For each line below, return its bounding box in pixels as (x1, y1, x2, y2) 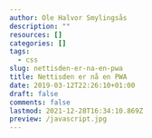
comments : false (9, 97, 71, 107)
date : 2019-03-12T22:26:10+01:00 (9, 81, 136, 90)
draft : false (9, 89, 59, 98)
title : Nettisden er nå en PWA (9, 73, 128, 82)
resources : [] (9, 30, 63, 39)
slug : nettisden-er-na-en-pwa (9, 64, 124, 74)
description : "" (9, 22, 71, 31)
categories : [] (9, 38, 67, 48)
